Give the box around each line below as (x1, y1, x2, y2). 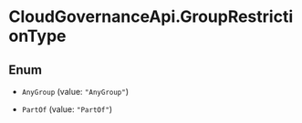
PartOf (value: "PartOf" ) (21, 104, 113, 115)
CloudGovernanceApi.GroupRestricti (8, 6, 294, 27)
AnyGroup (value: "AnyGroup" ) (21, 87, 130, 97)
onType (8, 26, 67, 46)
